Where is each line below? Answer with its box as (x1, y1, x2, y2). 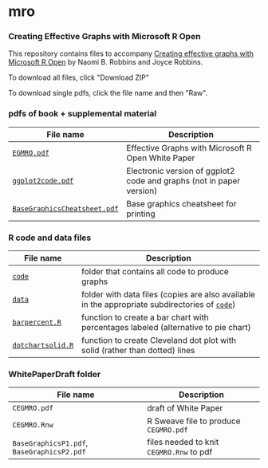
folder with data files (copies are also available (81, 289, 255, 301)
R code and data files (8, 232, 92, 243)
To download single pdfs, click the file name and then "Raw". (8, 88, 208, 98)
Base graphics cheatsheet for (126, 198, 237, 209)
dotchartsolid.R (12, 341, 74, 350)
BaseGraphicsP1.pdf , (12, 438, 89, 449)
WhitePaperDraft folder (8, 369, 101, 380)
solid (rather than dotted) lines (81, 345, 195, 356)
